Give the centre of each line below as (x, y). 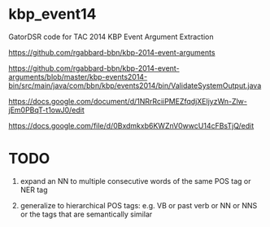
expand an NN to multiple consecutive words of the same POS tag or (135, 181)
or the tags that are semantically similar (86, 214)
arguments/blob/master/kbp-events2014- (78, 76)
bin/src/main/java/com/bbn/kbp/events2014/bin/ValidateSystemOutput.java (135, 85)
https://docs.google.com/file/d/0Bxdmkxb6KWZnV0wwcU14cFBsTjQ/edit (131, 125)
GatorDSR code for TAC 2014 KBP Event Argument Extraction (111, 37)
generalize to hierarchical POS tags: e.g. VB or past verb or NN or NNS (139, 205)
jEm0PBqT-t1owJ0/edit (46, 110)
